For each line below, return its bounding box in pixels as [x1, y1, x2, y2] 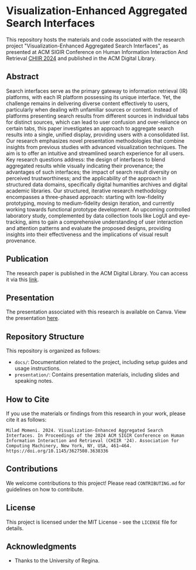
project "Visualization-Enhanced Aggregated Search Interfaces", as [6, 42, 169, 49]
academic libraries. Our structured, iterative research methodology [6, 187, 167, 194]
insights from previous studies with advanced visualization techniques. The [6, 143, 188, 150]
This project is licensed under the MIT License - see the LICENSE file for [6, 518, 177, 525]
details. [6, 524, 24, 532]
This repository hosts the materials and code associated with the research [6, 36, 185, 43]
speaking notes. [14, 377, 54, 385]
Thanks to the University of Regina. [14, 557, 100, 564]
